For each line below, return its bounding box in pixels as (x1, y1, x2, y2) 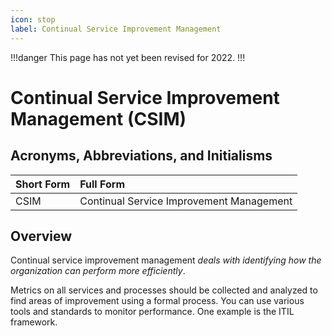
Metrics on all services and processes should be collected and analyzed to (10, 284, 318, 296)
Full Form (79, 177, 125, 191)
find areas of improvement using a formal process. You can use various (10, 295, 305, 307)
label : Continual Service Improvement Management (10, 24, 222, 34)
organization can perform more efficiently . (10, 265, 186, 277)
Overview (10, 227, 73, 245)
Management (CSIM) (10, 107, 187, 130)
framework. (10, 316, 58, 328)
